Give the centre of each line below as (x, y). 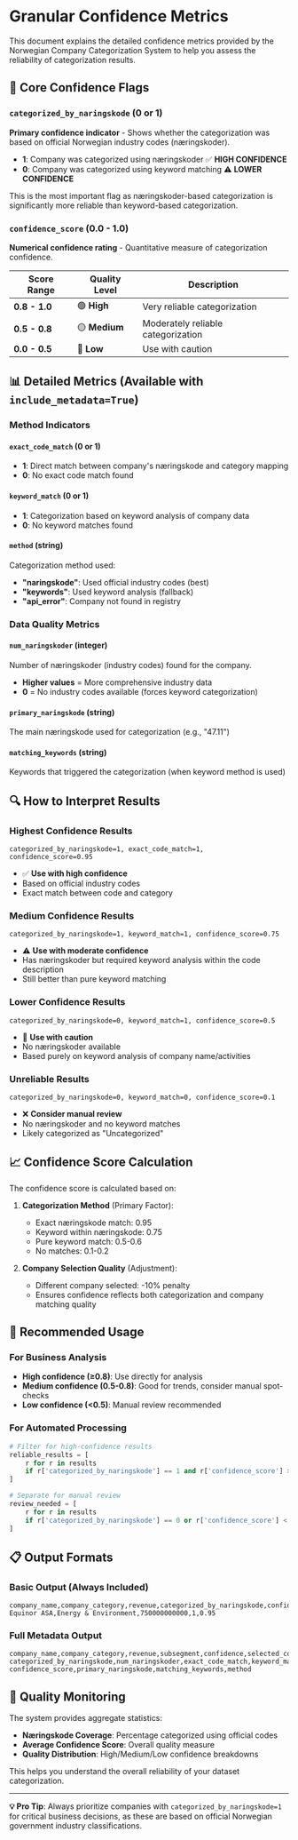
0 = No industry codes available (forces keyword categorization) (140, 691)
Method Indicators (50, 426)
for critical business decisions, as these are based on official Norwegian (141, 1816)
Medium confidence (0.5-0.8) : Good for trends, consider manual (141, 1386)
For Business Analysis (58, 1358)
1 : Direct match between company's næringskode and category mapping (155, 466)
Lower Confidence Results (67, 1002)
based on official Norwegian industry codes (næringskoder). (120, 142)
